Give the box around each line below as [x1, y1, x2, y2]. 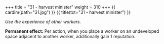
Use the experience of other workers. [5, 19, 82, 24]
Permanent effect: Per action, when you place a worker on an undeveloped [5, 28, 160, 34]
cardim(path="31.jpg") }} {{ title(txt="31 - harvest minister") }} [5, 9, 131, 15]
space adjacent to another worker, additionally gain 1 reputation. [5, 34, 136, 39]
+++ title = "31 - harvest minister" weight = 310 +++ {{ [5, 4, 116, 10]
